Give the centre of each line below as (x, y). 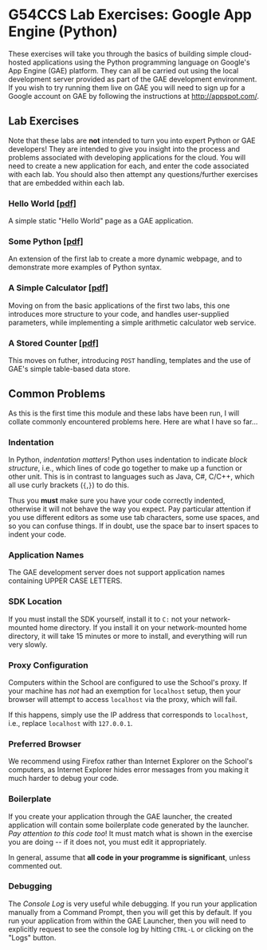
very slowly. (28, 645)
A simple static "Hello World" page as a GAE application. (101, 221)
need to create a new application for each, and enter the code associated (129, 166)
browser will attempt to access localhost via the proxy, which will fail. (123, 699)
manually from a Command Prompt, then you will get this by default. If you (130, 912)
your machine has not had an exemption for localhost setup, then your (125, 691)
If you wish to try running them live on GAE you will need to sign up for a (127, 87)
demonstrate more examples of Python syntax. (85, 267)
